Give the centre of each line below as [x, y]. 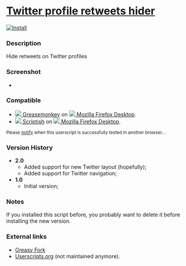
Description [24, 43]
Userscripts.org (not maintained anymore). [67, 256]
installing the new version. [38, 221]
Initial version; [41, 186]
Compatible [23, 100]
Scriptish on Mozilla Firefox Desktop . [72, 121]
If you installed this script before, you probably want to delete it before [93, 215]
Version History [29, 147]
